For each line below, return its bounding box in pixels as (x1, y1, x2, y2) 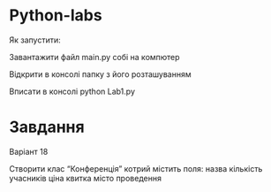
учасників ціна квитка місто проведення (9, 173, 162, 183)
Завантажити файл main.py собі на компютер (9, 51, 180, 62)
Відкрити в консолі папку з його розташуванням (9, 68, 192, 80)
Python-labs (9, 5, 103, 26)
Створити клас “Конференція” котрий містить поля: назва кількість (9, 163, 263, 173)
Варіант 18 (9, 146, 49, 157)
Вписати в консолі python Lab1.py (9, 86, 135, 96)
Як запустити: (9, 35, 62, 45)
